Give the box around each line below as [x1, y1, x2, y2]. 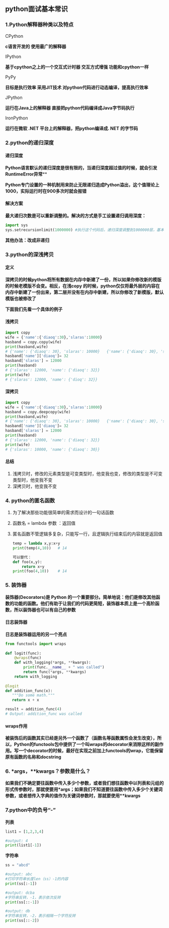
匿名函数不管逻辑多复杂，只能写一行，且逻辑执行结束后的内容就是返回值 [12, 531, 162, 537]
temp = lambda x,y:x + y [12, 541, 60, 546]
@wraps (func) [14, 655, 42, 660]
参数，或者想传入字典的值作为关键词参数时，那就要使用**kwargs [5, 793, 141, 799]
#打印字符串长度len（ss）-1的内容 [5, 877, 68, 882]
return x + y [22, 564, 45, 569]
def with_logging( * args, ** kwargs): [14, 660, 92, 665]
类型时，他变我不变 [12, 477, 53, 483]
